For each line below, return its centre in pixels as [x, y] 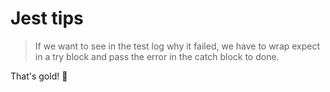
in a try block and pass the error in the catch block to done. [157, 56]
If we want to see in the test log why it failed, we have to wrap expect [177, 46]
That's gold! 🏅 [39, 76]
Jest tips [47, 18]
